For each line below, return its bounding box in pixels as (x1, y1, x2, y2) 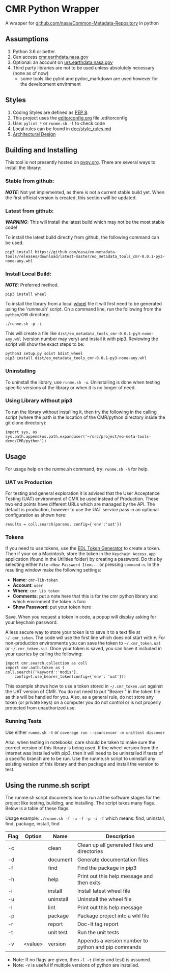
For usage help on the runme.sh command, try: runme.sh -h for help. (5, 466, 149, 472)
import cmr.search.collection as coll (5, 661, 88, 666)
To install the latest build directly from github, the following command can (5, 234, 159, 240)
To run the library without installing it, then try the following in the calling (5, 409, 157, 415)
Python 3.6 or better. (12, 48, 56, 54)
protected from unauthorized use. (5, 705, 76, 711)
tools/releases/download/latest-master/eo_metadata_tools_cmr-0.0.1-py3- (5, 254, 165, 259)
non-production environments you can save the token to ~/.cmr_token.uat (5, 640, 161, 646)
